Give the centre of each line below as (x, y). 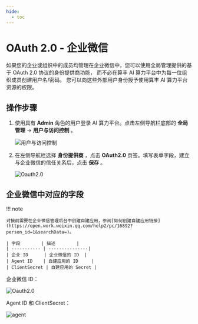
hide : (13, 11)
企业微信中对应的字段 (45, 194)
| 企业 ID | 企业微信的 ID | (47, 255)
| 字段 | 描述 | (43, 244)
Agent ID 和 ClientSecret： (38, 303)
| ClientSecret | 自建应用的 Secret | (52, 268)
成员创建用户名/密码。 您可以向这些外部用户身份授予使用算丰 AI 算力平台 (99, 80)
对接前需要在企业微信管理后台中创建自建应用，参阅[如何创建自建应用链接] (83, 221)
